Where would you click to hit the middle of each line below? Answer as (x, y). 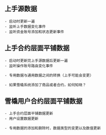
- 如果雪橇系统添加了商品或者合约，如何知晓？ (46, 85)
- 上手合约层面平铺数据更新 (29, 114)
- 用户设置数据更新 (22, 119)
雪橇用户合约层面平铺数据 (43, 101)
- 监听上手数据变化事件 (25, 27)
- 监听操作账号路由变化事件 (29, 66)
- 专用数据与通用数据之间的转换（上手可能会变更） (49, 75)
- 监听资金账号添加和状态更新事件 (35, 32)
